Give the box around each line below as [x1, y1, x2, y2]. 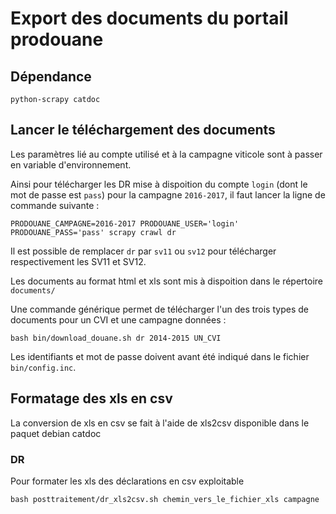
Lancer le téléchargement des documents [10, 122, 276, 139]
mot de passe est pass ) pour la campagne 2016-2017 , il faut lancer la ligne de [10, 188, 326, 201]
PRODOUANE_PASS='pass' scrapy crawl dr [10, 227, 177, 237]
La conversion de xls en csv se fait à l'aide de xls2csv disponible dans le [10, 417, 310, 429]
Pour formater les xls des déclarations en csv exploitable [10, 475, 245, 487]
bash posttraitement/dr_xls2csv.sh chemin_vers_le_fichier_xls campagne [10, 494, 320, 504]
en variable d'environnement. [10, 158, 132, 171]
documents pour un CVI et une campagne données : [10, 313, 227, 326]
